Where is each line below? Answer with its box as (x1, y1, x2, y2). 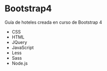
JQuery (11, 39, 28, 45)
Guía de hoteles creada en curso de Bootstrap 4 (4, 19, 102, 25)
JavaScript (11, 44, 34, 50)
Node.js (11, 60, 28, 66)
